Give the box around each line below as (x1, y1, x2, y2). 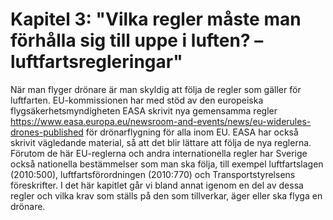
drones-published (10, 126, 84, 138)
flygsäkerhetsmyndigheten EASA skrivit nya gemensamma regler (10, 104, 278, 117)
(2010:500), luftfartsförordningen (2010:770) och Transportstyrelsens (10, 168, 296, 180)
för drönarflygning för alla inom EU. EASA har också (85, 126, 299, 138)
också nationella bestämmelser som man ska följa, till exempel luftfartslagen (10, 158, 324, 170)
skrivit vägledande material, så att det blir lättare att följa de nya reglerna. (10, 136, 312, 148)
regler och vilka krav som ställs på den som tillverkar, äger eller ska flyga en (10, 189, 323, 202)
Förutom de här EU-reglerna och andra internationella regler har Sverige (10, 147, 308, 159)
